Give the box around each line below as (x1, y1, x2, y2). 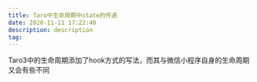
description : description (8, 26, 93, 34)
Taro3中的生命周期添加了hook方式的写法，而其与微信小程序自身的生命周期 (8, 55, 250, 65)
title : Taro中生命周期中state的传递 (8, 11, 118, 20)
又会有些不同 (8, 66, 50, 75)
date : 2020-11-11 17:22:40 (8, 19, 97, 27)
